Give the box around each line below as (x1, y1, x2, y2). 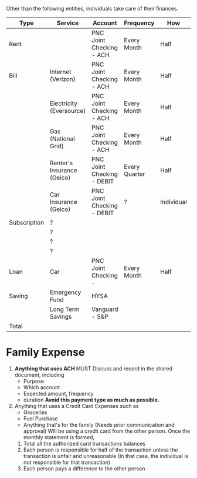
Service (56, 19, 79, 27)
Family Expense (6, 346, 85, 359)
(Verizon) (49, 75, 76, 83)
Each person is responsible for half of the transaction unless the (23, 446, 178, 453)
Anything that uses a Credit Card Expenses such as (14, 402, 139, 409)
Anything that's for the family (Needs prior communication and (23, 421, 175, 428)
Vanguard (91, 305, 118, 313)
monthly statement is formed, (23, 433, 95, 440)
